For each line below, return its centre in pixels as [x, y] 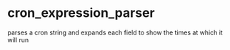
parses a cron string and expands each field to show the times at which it [115, 32]
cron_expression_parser [81, 13]
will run [18, 39]
